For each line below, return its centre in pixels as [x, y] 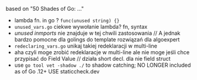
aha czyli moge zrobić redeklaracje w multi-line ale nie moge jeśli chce [102, 52]
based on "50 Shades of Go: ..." [45, 9]
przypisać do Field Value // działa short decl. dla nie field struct [92, 59]
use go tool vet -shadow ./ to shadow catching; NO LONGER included [102, 65]
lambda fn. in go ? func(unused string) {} [67, 20]
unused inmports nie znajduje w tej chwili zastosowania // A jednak [97, 33]
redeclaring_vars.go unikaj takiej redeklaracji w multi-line [86, 46]
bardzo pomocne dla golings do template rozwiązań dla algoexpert [97, 39]
